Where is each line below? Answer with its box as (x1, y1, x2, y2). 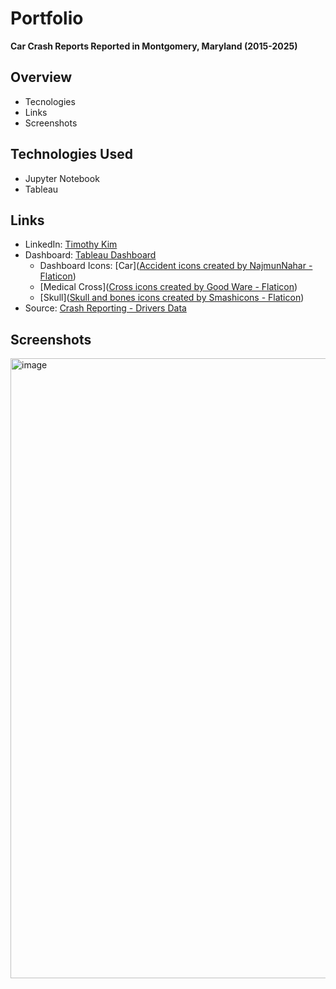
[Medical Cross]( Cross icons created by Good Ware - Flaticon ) (39, 281, 298, 293)
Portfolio (10, 7, 84, 30)
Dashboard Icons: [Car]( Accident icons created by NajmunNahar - (39, 260, 313, 272)
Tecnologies (24, 95, 76, 107)
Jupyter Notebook (24, 172, 100, 184)
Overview (10, 69, 73, 86)
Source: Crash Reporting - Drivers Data (24, 302, 187, 314)
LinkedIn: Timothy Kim (24, 238, 118, 251)
